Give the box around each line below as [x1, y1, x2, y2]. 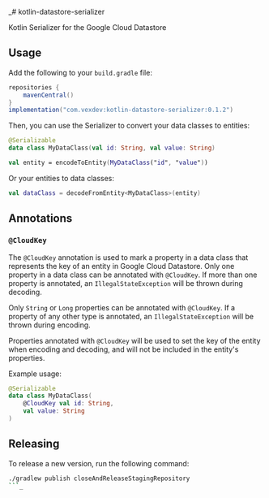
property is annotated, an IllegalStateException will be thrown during [8, 278, 243, 288]
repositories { [8, 83, 60, 92]
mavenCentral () [23, 91, 75, 99]
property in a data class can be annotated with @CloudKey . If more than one [8, 270, 258, 279]
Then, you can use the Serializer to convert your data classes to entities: [8, 121, 250, 131]
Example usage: [8, 369, 62, 379]
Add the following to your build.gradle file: [8, 67, 152, 77]
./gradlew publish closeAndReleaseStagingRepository [8, 474, 190, 483]
